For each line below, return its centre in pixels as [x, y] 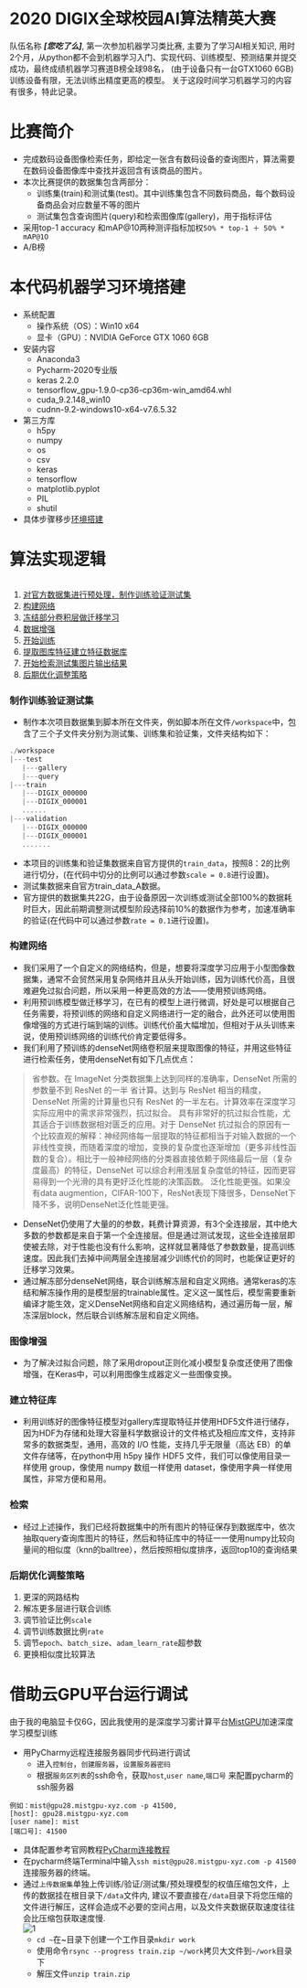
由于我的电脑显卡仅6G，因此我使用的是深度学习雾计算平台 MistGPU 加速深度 [152, 1721]
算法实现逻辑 [58, 560]
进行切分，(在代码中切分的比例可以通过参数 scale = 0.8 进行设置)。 [148, 874]
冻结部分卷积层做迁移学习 [71, 617]
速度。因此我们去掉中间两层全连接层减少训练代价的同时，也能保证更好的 [159, 1257]
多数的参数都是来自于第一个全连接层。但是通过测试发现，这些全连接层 [155, 1234]
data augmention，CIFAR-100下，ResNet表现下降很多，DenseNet [164, 1192]
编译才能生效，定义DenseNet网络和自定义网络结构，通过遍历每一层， [153, 1303]
